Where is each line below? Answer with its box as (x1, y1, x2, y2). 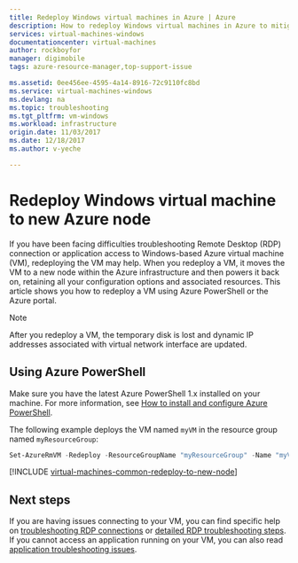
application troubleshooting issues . (9, 544, 137, 555)
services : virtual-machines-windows (9, 29, 145, 38)
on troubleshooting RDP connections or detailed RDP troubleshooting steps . (9, 525, 286, 536)
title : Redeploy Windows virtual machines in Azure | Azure (9, 12, 237, 22)
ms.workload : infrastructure (9, 120, 117, 129)
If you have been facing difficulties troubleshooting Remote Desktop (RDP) (9, 238, 282, 249)
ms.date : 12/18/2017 (9, 137, 86, 145)
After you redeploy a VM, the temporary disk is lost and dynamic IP (9, 329, 255, 340)
